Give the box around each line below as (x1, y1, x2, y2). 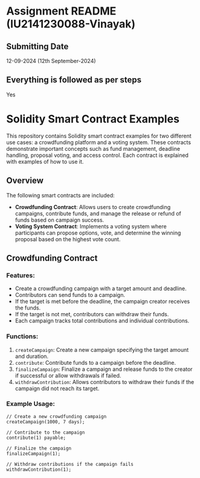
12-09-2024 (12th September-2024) (6, 58, 96, 64)
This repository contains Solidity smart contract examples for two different (6, 132, 192, 139)
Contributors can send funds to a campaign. (15, 291, 126, 299)
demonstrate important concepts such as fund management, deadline (6, 145, 180, 152)
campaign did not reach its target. (15, 385, 100, 392)
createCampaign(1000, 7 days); (6, 419, 85, 425)
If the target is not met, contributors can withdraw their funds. (15, 311, 169, 318)
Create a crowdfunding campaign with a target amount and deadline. (15, 285, 187, 292)
